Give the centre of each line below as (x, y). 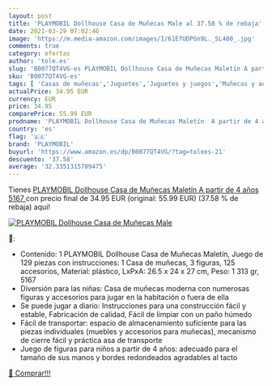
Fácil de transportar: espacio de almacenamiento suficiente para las (133, 323)
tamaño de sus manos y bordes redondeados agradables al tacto (129, 358)
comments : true (34, 46)
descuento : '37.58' (41, 159)
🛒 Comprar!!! (30, 373)
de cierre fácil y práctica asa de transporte (91, 341)
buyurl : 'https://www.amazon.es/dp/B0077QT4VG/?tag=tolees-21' (117, 152)
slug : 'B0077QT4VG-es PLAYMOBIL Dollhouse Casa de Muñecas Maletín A (128, 69)
